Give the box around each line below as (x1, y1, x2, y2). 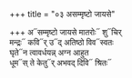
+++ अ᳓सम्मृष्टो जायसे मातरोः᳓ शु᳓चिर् (9, 27, 122, 37)
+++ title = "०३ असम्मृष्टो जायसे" (9, 9, 116, 19)
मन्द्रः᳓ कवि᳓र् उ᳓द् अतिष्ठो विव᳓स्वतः (9, 37, 114, 47)
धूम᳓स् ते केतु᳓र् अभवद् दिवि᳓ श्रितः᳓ (9, 57, 112, 68)
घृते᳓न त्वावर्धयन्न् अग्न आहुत (9, 47, 89, 58)
